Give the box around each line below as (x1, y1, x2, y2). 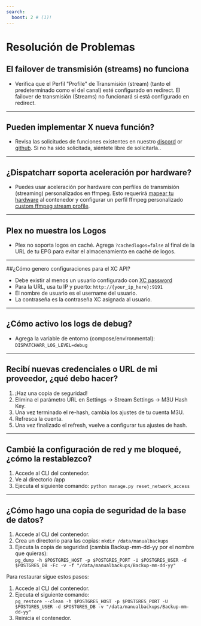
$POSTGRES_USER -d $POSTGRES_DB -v (14, 604, 104, 610)
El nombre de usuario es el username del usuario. (14, 289, 138, 296)
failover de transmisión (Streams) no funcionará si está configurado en (14, 92, 190, 100)
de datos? (6, 514, 44, 525)
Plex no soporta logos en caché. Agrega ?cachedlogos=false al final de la (14, 241, 195, 248)
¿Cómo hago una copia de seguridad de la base (6, 505, 187, 516)
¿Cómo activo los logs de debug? (6, 319, 133, 329)
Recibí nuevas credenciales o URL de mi (6, 364, 157, 375)
